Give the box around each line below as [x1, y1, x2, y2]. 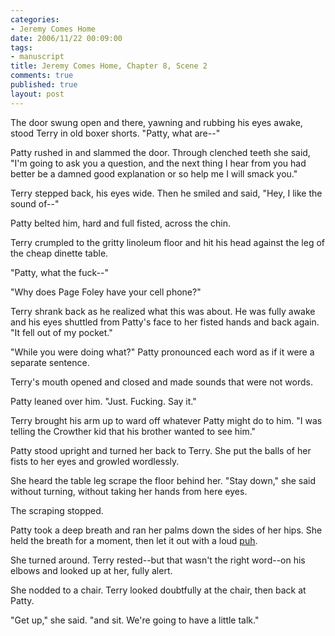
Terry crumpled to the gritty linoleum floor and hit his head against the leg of [10, 236, 326, 248]
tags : [10, 42, 33, 53]
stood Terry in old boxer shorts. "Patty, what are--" [10, 127, 221, 139]
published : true [10, 80, 78, 90]
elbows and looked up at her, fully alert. [10, 564, 173, 576]
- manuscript [10, 52, 65, 62]
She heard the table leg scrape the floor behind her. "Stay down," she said [10, 474, 317, 486]
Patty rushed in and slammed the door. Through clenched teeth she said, [10, 146, 311, 158]
